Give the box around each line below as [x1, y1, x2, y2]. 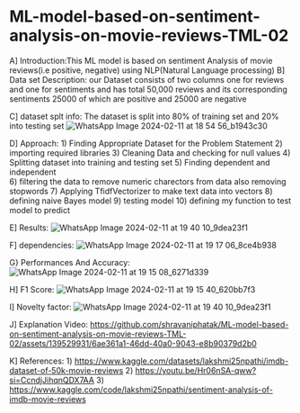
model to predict [9, 204, 70, 215]
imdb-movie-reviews [9, 393, 87, 404]
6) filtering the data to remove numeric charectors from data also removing [9, 175, 287, 186]
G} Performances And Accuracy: [9, 256, 130, 267]
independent [9, 166, 57, 177]
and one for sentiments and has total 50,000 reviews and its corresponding [9, 84, 287, 94]
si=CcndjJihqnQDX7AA [9, 374, 94, 385]
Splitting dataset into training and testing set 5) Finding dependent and [9, 157, 271, 167]
